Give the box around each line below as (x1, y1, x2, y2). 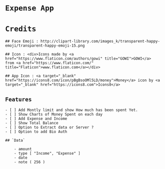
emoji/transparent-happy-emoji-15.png (5, 43, 85, 48)
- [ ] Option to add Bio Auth (5, 129, 68, 134)
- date (14, 155, 28, 160)
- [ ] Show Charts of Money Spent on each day (5, 112, 103, 117)
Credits (5, 24, 37, 34)
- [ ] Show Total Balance (5, 120, 58, 125)
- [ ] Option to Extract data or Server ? (5, 125, 94, 130)
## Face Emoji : (5, 39, 39, 44)
